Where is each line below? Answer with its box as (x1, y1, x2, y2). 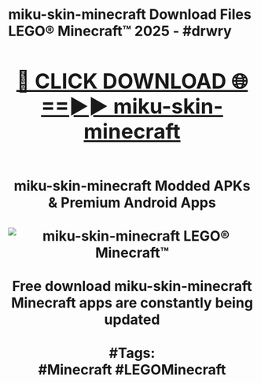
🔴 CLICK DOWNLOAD (16, 68, 226, 94)
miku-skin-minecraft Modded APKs (13, 177, 251, 194)
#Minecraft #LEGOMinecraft (38, 360, 226, 378)
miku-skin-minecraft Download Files (8, 6, 252, 24)
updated (104, 311, 160, 328)
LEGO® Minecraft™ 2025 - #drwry (8, 22, 232, 40)
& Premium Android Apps (48, 193, 216, 212)
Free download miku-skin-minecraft (11, 277, 253, 295)
